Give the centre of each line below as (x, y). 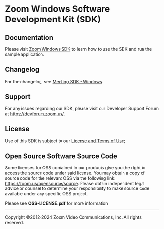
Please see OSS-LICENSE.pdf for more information (57, 203)
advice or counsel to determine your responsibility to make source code (77, 188)
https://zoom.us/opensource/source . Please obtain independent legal (75, 184)
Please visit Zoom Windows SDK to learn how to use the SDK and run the (79, 49)
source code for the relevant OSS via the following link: (60, 178)
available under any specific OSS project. (47, 194)
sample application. (25, 54)
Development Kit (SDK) (53, 19)
